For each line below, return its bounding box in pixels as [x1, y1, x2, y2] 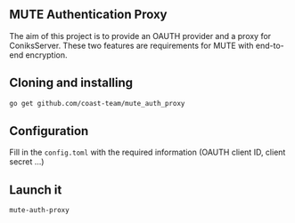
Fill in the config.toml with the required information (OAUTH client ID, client [9, 147, 286, 158]
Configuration [9, 123, 89, 139]
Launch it [9, 182, 62, 197]
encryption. [25, 49, 68, 60]
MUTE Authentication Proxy [9, 7, 168, 22]
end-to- [255, 40, 285, 51]
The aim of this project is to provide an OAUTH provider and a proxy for [9, 30, 272, 41]
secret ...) [9, 156, 45, 167]
